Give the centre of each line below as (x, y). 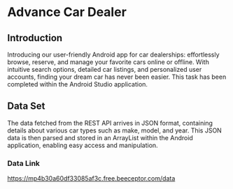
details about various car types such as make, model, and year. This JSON (114, 130)
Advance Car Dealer (67, 12)
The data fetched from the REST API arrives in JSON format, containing (110, 123)
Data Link (24, 163)
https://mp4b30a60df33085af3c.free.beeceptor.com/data (91, 179)
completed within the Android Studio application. (78, 84)
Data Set (26, 106)
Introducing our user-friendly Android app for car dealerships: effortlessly (113, 54)
